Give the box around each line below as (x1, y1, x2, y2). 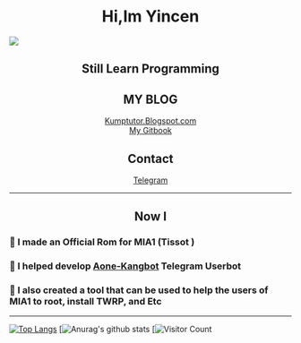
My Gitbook (129, 125, 172, 136)
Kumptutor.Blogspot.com (104, 116, 197, 126)
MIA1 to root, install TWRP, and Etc (9, 296, 162, 308)
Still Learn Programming (82, 61, 219, 77)
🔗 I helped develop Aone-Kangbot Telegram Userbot (9, 260, 242, 272)
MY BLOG (123, 91, 178, 107)
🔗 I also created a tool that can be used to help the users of (9, 284, 269, 296)
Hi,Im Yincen (101, 6, 200, 27)
